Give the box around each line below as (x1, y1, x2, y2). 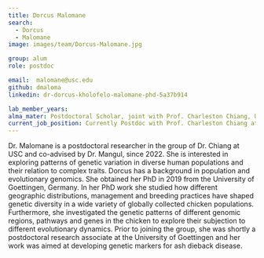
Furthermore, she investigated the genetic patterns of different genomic (8, 208, 241, 217)
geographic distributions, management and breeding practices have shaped (8, 191, 254, 201)
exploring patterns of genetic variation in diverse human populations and (8, 158, 244, 167)
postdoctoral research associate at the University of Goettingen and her (8, 233, 241, 242)
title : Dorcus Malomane (8, 11, 86, 20)
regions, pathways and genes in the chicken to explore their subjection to (8, 216, 246, 226)
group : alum (8, 55, 47, 63)
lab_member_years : (8, 105, 68, 113)
